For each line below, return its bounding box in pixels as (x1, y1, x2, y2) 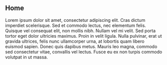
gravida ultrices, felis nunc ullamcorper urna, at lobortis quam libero (5, 38, 145, 44)
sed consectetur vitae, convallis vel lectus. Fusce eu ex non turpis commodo (5, 49, 163, 55)
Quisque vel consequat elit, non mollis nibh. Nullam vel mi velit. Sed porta (5, 27, 156, 34)
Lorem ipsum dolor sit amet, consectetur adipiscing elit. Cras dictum (5, 17, 146, 23)
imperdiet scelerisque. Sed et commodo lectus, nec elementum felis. (5, 22, 146, 28)
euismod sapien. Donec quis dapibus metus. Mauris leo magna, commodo (5, 43, 158, 49)
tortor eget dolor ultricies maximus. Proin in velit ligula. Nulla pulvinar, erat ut (5, 33, 162, 39)
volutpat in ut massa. (5, 54, 48, 60)
